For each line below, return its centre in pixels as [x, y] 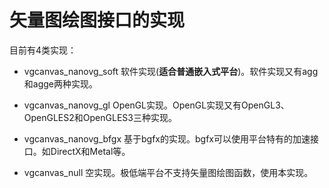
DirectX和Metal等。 [90, 151]
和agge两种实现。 [60, 83]
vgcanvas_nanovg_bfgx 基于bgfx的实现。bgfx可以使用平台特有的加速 [167, 138]
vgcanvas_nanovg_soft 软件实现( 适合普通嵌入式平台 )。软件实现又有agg [171, 71]
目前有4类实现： [43, 50]
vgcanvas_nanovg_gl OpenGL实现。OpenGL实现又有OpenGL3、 [156, 105]
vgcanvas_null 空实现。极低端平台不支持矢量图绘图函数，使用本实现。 [168, 172]
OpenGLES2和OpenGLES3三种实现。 [100, 117]
